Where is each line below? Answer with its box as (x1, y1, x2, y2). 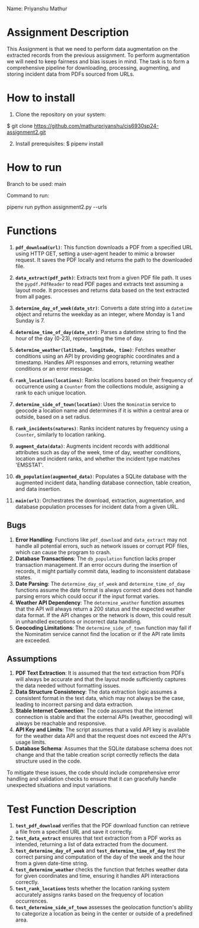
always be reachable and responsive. (15, 720, 107, 727)
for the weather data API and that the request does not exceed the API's (15, 733, 191, 740)
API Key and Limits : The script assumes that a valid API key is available (15, 726, 190, 733)
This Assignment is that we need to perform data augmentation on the (7, 45, 178, 52)
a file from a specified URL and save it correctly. (15, 829, 133, 836)
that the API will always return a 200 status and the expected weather (15, 605, 185, 612)
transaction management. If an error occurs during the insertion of (15, 561, 178, 568)
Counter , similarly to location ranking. (15, 431, 106, 438)
